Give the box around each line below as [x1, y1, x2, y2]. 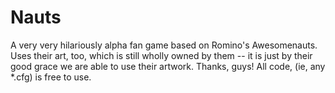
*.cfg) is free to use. [10, 71, 92, 83]
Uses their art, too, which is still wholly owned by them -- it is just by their [10, 49, 313, 61]
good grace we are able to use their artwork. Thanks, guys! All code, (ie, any [10, 60, 326, 72]
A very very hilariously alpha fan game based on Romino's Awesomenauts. [10, 39, 318, 51]
